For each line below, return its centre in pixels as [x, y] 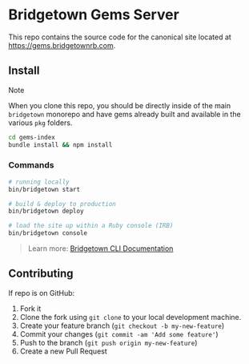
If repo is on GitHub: [42, 293]
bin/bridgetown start [44, 189]
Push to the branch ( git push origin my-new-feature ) [108, 342]
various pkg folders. [40, 123]
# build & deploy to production [62, 204]
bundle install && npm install [60, 145]
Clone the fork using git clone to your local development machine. [131, 317]
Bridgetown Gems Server [94, 15]
